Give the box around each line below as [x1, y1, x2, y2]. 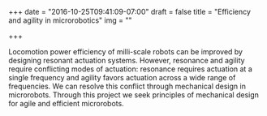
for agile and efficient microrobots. [8, 99, 124, 108]
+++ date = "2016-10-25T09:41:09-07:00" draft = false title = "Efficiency [8, 7, 252, 16]
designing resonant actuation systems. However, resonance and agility [8, 56, 245, 65]
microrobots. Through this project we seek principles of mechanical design [8, 90, 260, 100]
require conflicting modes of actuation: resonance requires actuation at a [8, 64, 253, 74]
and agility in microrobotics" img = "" [8, 15, 132, 25]
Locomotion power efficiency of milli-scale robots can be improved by [8, 47, 243, 56]
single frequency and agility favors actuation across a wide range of [8, 73, 236, 82]
